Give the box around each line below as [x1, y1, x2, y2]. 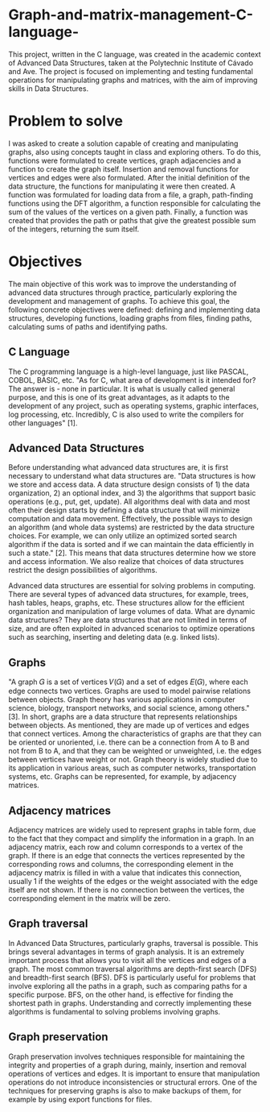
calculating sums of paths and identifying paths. [8, 322, 168, 331]
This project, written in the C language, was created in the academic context [8, 49, 261, 59]
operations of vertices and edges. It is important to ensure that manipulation [8, 1068, 260, 1078]
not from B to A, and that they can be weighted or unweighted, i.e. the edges [8, 746, 262, 756]
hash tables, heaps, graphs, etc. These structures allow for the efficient [8, 598, 245, 608]
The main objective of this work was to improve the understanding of [8, 279, 237, 288]
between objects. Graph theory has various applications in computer [8, 695, 235, 704]
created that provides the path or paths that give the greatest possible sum [8, 215, 256, 225]
